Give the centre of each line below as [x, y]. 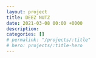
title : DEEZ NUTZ [28, 18]
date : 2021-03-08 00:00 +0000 [45, 23]
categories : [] [26, 34]
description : [23, 29]
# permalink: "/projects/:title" [49, 40]
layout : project [27, 12]
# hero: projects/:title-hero [45, 46]
